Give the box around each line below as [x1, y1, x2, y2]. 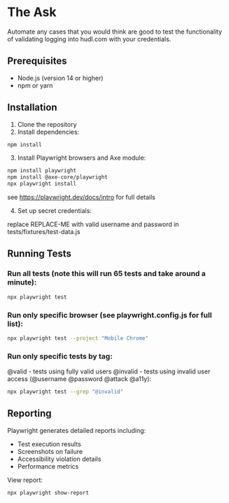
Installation [7, 102, 57, 113]
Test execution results [17, 439, 82, 448]
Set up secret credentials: [17, 207, 92, 215]
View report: [7, 476, 43, 484]
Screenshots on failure [17, 447, 83, 455]
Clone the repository [17, 120, 77, 128]
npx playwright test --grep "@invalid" [7, 388, 124, 396]
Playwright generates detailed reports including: [7, 426, 146, 434]
